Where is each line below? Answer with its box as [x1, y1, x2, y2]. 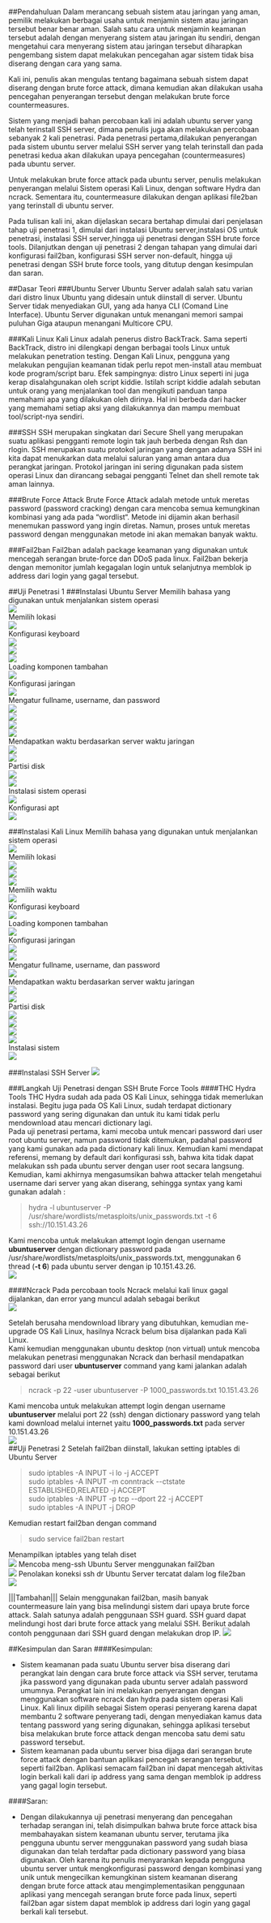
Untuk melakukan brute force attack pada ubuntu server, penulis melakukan [8, 175, 261, 184]
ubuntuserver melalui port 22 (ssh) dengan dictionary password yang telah [8, 1410, 260, 1419]
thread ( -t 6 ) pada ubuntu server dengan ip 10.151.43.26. [8, 1261, 197, 1271]
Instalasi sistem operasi [8, 787, 87, 796]
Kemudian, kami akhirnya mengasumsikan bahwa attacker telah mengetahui [8, 1170, 262, 1179]
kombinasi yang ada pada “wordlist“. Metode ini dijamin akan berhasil [8, 512, 239, 522]
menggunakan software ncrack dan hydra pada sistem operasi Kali [19, 1694, 243, 1704]
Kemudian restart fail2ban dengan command [8, 1518, 157, 1528]
